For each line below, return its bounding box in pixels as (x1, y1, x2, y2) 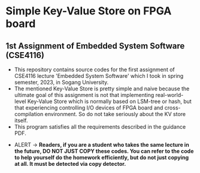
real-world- (155, 92, 184, 98)
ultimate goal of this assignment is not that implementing (14, 92, 154, 98)
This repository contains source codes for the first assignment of (14, 66, 175, 73)
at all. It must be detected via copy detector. (14, 160, 126, 167)
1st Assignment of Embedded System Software (5, 41, 185, 51)
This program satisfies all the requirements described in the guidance (14, 123, 186, 130)
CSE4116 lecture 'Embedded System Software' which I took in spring (14, 72, 184, 79)
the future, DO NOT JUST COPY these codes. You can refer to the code (14, 148, 194, 154)
